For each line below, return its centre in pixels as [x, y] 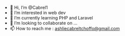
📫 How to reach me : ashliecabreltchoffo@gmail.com [65, 28]
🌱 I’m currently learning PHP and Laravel [51, 18]
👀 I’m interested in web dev [38, 13]
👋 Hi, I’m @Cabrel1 [29, 8]
